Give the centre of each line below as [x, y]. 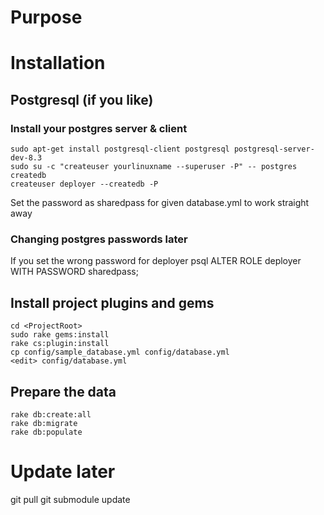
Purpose [46, 17]
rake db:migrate [44, 423]
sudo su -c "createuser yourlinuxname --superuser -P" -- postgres [154, 167]
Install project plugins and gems [112, 302]
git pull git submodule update [70, 499]
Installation [58, 63]
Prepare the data [63, 391]
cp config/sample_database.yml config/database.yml [120, 352]
